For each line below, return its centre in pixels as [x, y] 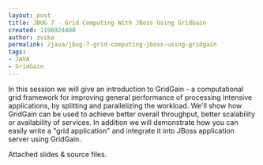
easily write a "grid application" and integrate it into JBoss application [122, 130]
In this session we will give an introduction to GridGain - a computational [126, 89]
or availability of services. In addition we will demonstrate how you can [123, 122]
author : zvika [32, 37]
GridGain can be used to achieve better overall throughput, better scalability [131, 114]
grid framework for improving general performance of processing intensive [130, 97]
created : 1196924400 [42, 30]
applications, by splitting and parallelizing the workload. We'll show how [125, 105]
